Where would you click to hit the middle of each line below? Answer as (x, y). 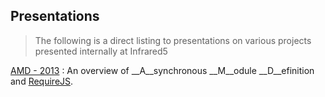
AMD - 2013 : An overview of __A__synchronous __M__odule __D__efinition (162, 70)
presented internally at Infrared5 (101, 51)
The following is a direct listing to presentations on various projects (173, 40)
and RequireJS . (42, 81)
